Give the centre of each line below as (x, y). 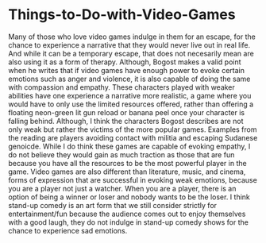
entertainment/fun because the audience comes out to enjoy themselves (127, 214)
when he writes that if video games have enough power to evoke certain (126, 70)
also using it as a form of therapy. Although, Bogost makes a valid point (125, 62)
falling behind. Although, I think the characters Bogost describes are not (126, 121)
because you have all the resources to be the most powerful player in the (128, 163)
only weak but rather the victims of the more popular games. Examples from (133, 129)
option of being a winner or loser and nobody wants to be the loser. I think (129, 197)
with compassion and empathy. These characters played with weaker (122, 87)
